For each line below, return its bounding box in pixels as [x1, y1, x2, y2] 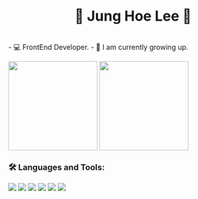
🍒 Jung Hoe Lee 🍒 [74, 7, 192, 25]
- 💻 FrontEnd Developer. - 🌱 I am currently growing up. [8, 42, 188, 52]
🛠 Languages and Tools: [8, 162, 105, 173]
